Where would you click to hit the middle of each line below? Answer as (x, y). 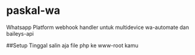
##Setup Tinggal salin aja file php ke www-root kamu (72, 45)
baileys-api (20, 33)
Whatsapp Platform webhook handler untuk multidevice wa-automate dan (98, 27)
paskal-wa (33, 11)
